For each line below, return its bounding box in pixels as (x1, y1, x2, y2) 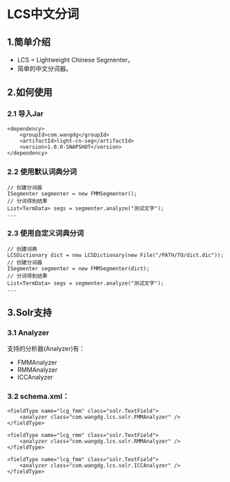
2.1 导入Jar (7, 109, 44, 118)
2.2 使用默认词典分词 (7, 167, 77, 177)
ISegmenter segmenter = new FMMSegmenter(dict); (7, 265, 150, 272)
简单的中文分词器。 (17, 64, 73, 73)
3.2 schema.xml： (7, 391, 70, 401)
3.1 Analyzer (7, 328, 50, 337)
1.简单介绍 (7, 36, 51, 48)
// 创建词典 (7, 246, 38, 253)
